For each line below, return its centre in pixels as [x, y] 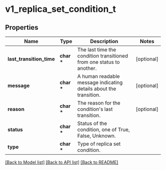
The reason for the [99, 103]
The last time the [97, 50]
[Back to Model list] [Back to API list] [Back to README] [62, 162]
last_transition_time [31, 59]
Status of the [92, 123]
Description [104, 41]
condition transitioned [103, 56]
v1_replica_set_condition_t [61, 9]
